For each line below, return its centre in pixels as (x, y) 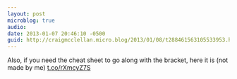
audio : (17, 27)
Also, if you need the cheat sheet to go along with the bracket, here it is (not (118, 60)
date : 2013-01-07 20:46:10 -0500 (56, 34)
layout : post (26, 14)
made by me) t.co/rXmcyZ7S (49, 68)
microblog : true (31, 20)
